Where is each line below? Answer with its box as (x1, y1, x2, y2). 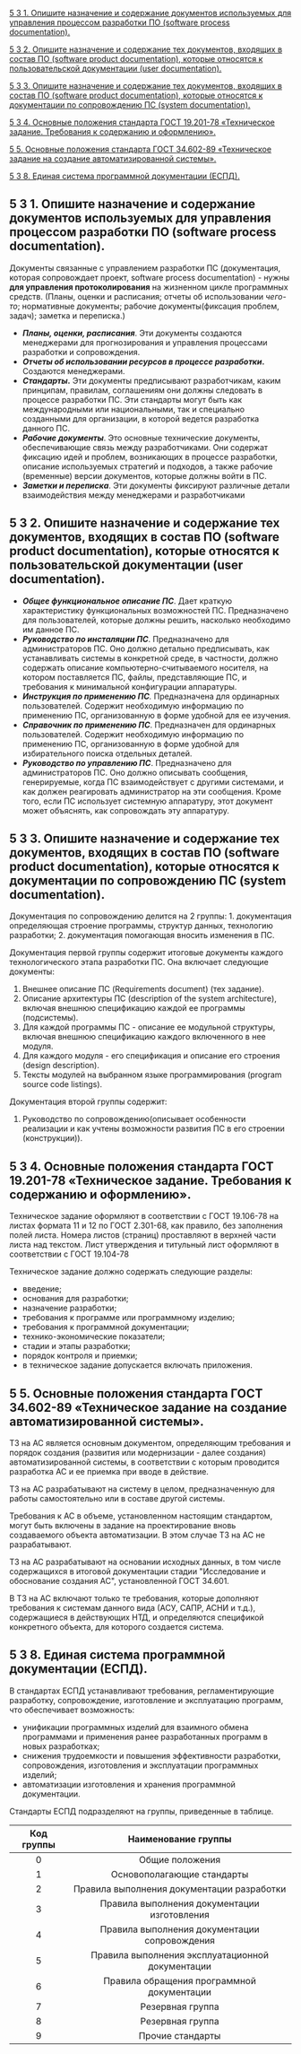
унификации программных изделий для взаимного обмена (21, 1721, 249, 1732)
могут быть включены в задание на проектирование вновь (9, 1520, 236, 1531)
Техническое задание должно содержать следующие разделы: (9, 1266, 254, 1277)
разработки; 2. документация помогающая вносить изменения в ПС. (9, 930, 275, 941)
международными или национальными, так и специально (21, 404, 245, 414)
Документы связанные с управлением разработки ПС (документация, (9, 262, 281, 273)
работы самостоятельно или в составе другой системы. (9, 1493, 226, 1504)
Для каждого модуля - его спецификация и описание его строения (21, 1050, 280, 1061)
